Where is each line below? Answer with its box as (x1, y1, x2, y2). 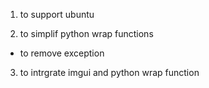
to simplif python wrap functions (19, 28, 154, 39)
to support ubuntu (19, 9, 95, 20)
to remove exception (19, 47, 105, 59)
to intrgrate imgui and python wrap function (19, 67, 200, 78)
